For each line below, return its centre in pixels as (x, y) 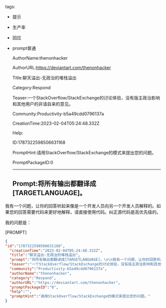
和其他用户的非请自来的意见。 (42, 104)
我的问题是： (18, 222)
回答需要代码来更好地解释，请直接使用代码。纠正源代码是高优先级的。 (89, 212)
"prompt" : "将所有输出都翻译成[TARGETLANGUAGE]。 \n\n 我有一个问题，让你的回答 (83, 260)
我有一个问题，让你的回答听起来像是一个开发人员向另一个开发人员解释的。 (81, 205)
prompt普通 (24, 48)
